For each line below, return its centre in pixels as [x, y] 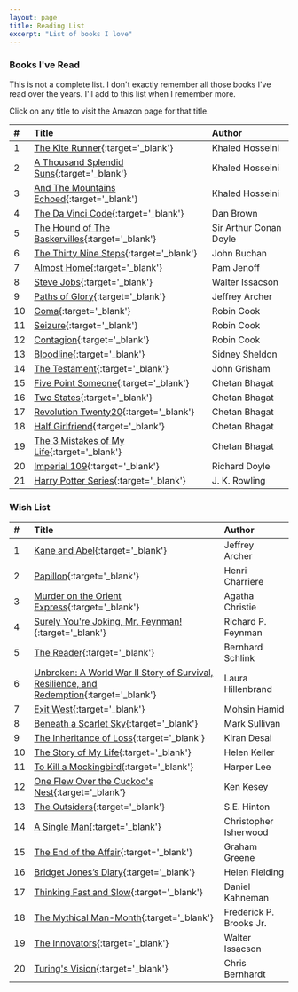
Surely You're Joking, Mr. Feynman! [108, 621]
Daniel [237, 886]
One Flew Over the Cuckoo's [94, 781]
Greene [239, 857]
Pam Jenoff [235, 267]
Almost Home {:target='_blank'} [98, 267]
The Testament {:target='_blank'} [102, 368]
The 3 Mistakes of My [79, 440]
